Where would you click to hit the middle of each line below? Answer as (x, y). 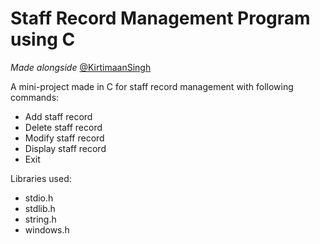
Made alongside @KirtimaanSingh (81, 67)
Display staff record (65, 148)
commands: (35, 97)
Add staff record (58, 116)
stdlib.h (40, 208)
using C (43, 39)
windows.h (47, 229)
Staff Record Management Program (160, 18)
